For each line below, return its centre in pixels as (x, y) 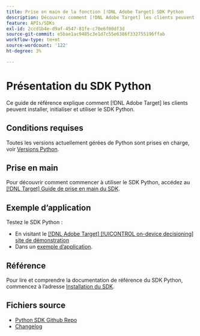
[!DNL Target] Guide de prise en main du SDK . (63, 189)
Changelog (29, 326)
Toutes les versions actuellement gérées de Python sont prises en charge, (98, 143)
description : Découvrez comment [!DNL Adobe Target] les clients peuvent (101, 17)
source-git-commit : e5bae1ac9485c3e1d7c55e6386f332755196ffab (86, 34)
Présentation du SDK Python (79, 86)
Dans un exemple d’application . (54, 247)
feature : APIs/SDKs (31, 23)
